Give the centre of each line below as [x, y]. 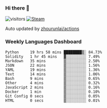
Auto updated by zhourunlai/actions [42, 29]
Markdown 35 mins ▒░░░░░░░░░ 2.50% [52, 61]
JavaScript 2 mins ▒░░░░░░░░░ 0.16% [52, 87]
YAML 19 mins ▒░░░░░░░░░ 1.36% [52, 70]
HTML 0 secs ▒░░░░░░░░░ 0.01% [52, 100]
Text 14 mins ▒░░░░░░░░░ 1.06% [52, 74]
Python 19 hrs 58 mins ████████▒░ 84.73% [54, 52]
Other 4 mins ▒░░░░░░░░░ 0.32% [52, 83]
